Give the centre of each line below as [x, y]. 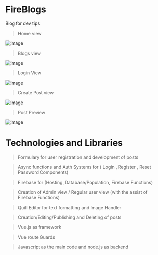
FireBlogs [26, 9]
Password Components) [43, 172]
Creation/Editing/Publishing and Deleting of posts [70, 217]
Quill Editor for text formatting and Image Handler [69, 207]
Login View [30, 73]
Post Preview [32, 112]
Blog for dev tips [23, 23]
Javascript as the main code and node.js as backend [73, 247]
